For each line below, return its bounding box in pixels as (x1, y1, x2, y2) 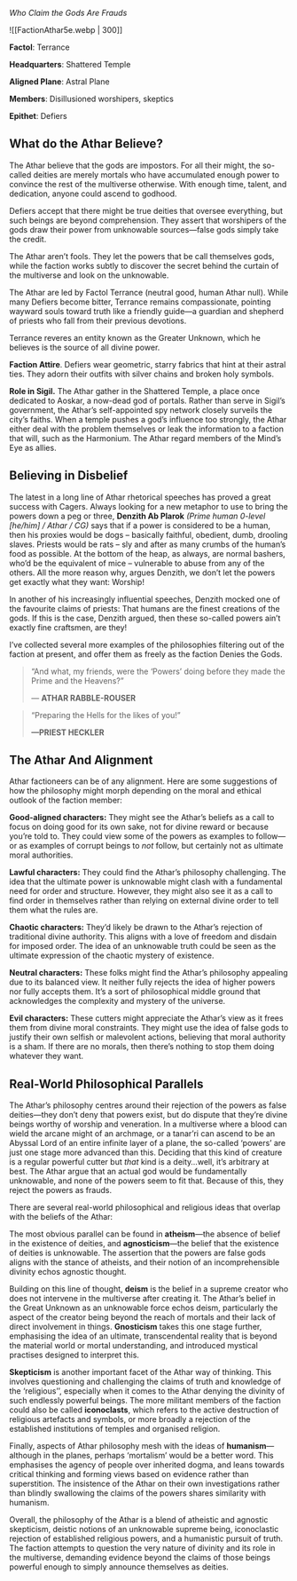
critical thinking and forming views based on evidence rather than (9, 1469, 250, 1480)
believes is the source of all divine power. (9, 342, 160, 352)
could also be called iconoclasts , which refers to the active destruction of (9, 1404, 279, 1415)
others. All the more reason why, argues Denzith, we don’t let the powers (9, 567, 276, 578)
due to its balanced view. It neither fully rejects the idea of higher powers (9, 976, 276, 988)
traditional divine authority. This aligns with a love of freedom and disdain (9, 931, 277, 942)
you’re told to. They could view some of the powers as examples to (9, 831, 254, 842)
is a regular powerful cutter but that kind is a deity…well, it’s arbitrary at (9, 1157, 270, 1167)
